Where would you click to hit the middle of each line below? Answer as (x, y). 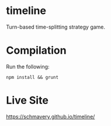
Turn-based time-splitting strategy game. (56, 27)
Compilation (36, 50)
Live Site (27, 101)
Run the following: (28, 66)
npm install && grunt (32, 77)
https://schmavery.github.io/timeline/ (51, 116)
